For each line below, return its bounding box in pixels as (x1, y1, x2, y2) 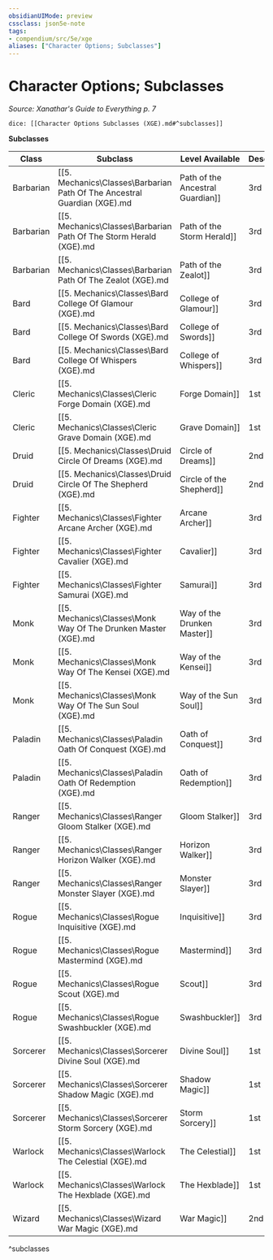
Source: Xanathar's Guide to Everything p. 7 (8, 104, 157, 114)
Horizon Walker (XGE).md (58, 855, 156, 866)
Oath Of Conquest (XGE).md (58, 744, 167, 756)
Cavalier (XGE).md (58, 556, 128, 567)
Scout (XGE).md (58, 989, 119, 1000)
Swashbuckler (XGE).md (58, 1022, 152, 1033)
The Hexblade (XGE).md (58, 1189, 150, 1201)
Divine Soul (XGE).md (58, 1055, 141, 1067)
